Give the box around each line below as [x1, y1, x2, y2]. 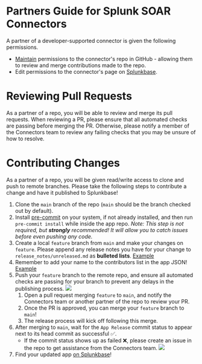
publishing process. [14, 285, 65, 292]
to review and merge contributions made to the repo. [14, 62, 147, 69]
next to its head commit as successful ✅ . [14, 330, 117, 337]
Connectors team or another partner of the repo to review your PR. [24, 297, 190, 305]
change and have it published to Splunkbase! [6, 189, 118, 196]
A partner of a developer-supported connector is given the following [6, 37, 176, 44]
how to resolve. [6, 135, 45, 142]
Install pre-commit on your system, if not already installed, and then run [14, 213, 193, 221]
